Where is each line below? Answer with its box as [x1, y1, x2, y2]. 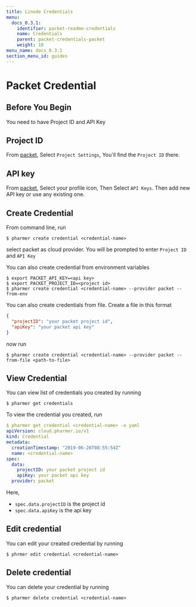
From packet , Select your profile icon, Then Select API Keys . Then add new [6, 184, 191, 191]
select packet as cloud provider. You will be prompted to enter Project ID [6, 246, 186, 253]
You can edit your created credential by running [6, 540, 123, 547]
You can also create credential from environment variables [6, 264, 150, 271]
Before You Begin [6, 103, 72, 113]
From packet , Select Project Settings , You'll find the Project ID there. [6, 151, 181, 159]
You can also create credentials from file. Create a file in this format [6, 302, 172, 309]
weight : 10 [17, 42, 44, 48]
